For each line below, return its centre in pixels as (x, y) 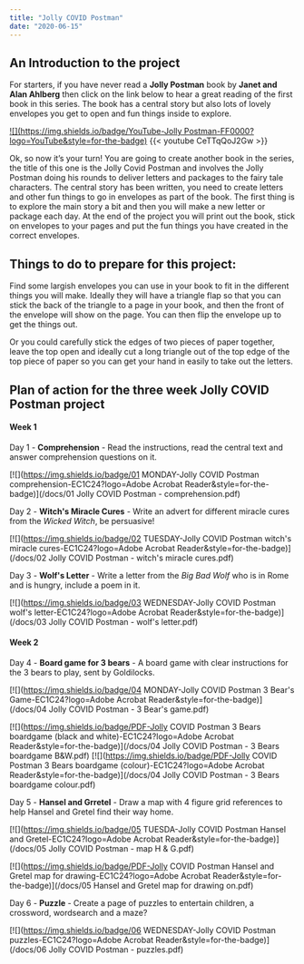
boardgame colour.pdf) (53, 784)
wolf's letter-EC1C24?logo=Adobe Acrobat (89, 612)
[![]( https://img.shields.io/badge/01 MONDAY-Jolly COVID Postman (135, 474)
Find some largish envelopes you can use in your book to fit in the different (149, 286)
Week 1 (23, 427)
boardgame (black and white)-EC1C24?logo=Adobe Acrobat (122, 736)
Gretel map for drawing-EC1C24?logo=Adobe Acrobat (110, 875)
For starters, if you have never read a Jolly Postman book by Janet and (143, 85)
